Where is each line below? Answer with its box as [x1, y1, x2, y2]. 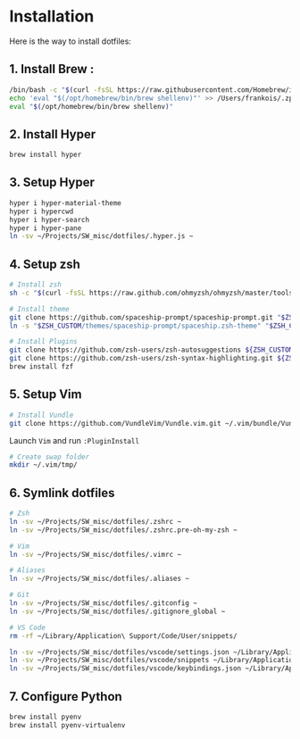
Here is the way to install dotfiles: [9, 36, 132, 46]
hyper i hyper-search [9, 215, 90, 224]
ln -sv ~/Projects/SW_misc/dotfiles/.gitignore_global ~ [9, 607, 226, 616]
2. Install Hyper [9, 127, 96, 142]
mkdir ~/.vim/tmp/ [9, 461, 78, 469]
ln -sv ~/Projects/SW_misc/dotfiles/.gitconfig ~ [9, 599, 198, 608]
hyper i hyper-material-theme [9, 198, 122, 207]
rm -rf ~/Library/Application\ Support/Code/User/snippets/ [9, 631, 238, 640]
